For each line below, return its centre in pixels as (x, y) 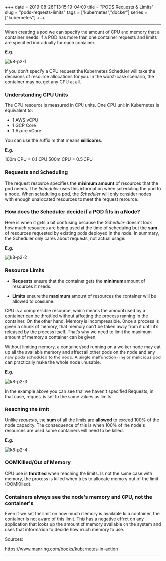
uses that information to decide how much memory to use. (65, 530)
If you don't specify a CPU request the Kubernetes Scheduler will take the (80, 71)
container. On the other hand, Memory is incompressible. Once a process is (82, 321)
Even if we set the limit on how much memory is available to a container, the (82, 514)
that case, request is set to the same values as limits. (59, 397)
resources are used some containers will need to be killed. (64, 431)
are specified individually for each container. (50, 42)
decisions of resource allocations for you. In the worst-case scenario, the (80, 76)
